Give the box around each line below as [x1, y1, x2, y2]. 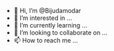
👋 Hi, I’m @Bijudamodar [13, 7, 82, 14]
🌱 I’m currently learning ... [13, 21, 88, 29]
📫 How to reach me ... [13, 37, 78, 44]
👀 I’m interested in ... [13, 14, 73, 22]
